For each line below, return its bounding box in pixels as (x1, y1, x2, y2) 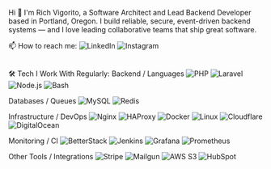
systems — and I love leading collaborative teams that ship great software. (8, 25, 257, 34)
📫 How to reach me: (8, 41, 78, 50)
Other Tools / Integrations (8, 152, 94, 161)
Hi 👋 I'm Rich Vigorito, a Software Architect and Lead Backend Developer (8, 8, 252, 17)
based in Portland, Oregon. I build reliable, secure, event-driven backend (8, 16, 251, 26)
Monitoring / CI (8, 136, 59, 146)
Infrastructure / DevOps (8, 112, 87, 121)
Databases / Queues (8, 96, 77, 105)
